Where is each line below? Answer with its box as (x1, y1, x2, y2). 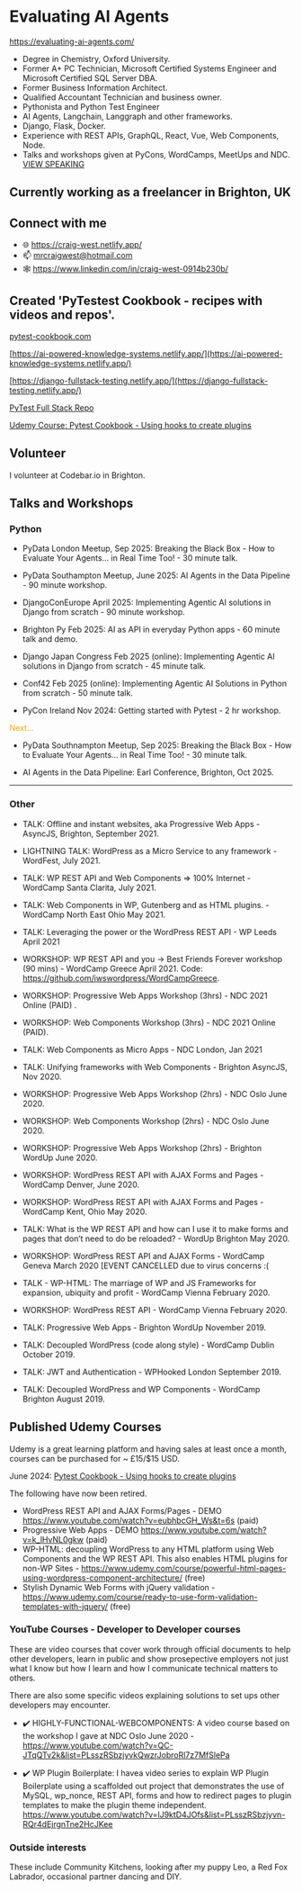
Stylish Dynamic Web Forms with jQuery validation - (22, 1581, 216, 1592)
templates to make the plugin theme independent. (22, 1799, 207, 1810)
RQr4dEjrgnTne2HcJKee (22, 1818, 113, 1829)
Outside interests (9, 1841, 87, 1853)
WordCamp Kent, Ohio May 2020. (22, 1206, 147, 1217)
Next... (9, 723, 34, 734)
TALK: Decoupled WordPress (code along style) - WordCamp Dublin (22, 1339, 275, 1350)
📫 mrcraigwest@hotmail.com (22, 250, 133, 261)
